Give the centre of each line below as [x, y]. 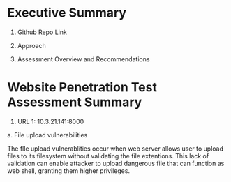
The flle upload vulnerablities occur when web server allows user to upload [115, 149]
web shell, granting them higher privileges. [69, 170]
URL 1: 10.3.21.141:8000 [51, 121]
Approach [32, 45]
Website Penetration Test [82, 88]
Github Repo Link [42, 32]
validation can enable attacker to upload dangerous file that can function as [116, 163]
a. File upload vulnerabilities [47, 135]
